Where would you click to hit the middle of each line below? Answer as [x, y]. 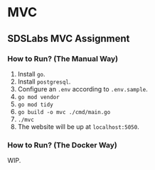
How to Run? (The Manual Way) [63, 59]
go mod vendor [38, 97]
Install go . [31, 74]
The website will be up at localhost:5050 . [79, 126]
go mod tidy [35, 104]
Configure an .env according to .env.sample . [82, 89]
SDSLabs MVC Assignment [69, 39]
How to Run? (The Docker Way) [62, 144]
